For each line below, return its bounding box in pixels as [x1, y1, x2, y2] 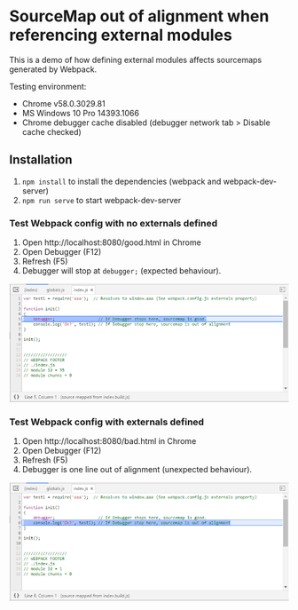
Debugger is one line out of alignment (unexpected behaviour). [21, 464, 253, 475]
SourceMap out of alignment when [9, 6, 270, 27]
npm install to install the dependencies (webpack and [21, 176, 222, 186]
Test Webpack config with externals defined [9, 416, 205, 428]
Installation [9, 153, 73, 168]
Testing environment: [9, 81, 87, 91]
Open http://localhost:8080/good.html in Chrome [21, 237, 201, 248]
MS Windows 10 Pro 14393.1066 [21, 107, 140, 118]
